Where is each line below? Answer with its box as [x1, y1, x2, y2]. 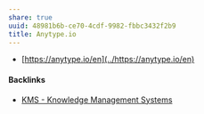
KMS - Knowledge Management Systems [20, 94, 173, 105]
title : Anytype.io [8, 29, 77, 38]
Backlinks [8, 74, 46, 85]
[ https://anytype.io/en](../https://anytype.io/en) [20, 54, 195, 65]
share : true [8, 12, 53, 22]
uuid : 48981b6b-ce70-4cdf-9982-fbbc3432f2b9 [8, 21, 176, 30]
